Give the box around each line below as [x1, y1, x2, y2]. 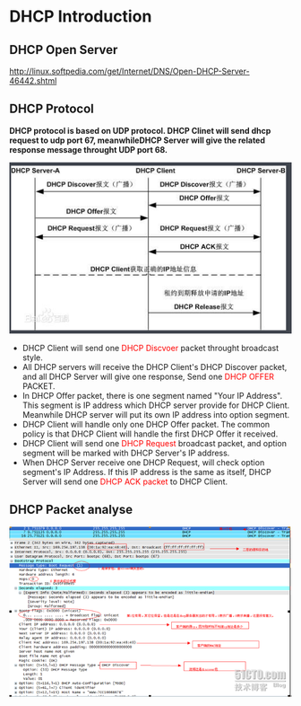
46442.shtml [9, 75, 57, 86]
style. [21, 352, 43, 363]
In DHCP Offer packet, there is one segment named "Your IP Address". [21, 390, 283, 401]
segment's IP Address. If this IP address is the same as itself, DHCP [21, 466, 271, 477]
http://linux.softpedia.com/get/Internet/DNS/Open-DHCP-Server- [9, 66, 250, 76]
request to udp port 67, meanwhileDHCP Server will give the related [9, 135, 266, 146]
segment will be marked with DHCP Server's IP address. [21, 447, 230, 458]
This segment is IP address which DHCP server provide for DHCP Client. [21, 400, 290, 410]
